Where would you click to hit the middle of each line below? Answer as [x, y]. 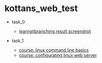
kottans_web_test [41, 8]
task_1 [18, 40]
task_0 [18, 22]
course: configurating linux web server [58, 55]
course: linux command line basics [54, 50]
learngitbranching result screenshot [55, 31]
